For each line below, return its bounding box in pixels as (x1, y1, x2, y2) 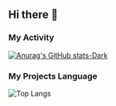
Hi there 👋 (8, 8, 58, 22)
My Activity (8, 32, 54, 43)
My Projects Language (8, 70, 98, 81)
